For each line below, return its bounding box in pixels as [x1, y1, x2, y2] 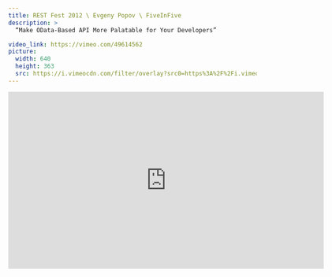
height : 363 [15, 62, 55, 71]
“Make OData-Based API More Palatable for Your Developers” [15, 26, 217, 34]
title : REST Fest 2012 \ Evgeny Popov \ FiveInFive [8, 11, 181, 20]
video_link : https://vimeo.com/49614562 [8, 40, 144, 48]
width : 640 [15, 55, 51, 63]
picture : [8, 48, 37, 56]
